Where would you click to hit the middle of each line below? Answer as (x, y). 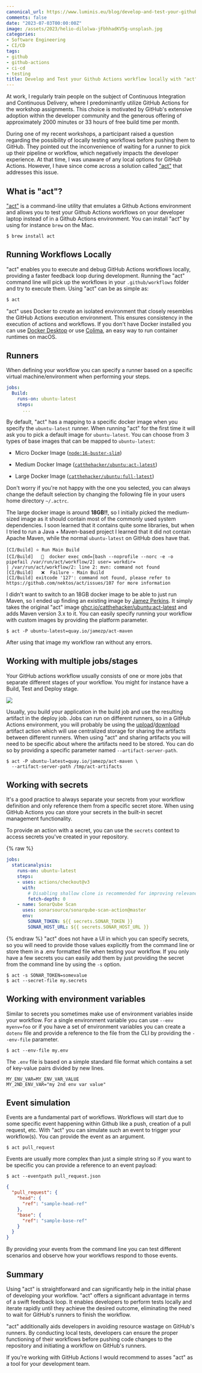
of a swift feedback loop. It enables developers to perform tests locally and (99, 1302)
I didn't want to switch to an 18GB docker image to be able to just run (92, 594)
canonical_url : (25, 12)
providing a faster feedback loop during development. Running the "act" (96, 275)
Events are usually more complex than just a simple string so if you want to (99, 1159)
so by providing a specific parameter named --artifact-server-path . (92, 750)
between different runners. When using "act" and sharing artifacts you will (98, 737)
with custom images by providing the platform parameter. (77, 620)
